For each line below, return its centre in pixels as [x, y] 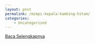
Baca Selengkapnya [25, 36]
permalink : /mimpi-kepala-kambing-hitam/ [48, 14]
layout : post [18, 9]
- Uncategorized [30, 23]
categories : [17, 18]
